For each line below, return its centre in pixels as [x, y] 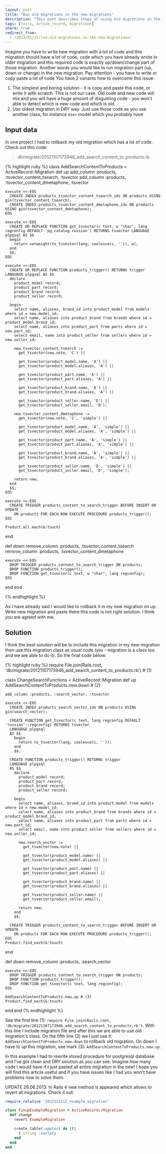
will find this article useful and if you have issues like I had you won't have [81, 1072]
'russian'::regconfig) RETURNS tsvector [48, 725]
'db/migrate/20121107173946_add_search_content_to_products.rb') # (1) [79, 670]
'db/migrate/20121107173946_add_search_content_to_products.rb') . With [80, 1025]
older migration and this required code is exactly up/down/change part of [80, 62]
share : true [17, 28]
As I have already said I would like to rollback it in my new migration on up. [81, 606]
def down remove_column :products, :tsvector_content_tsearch [70, 546]
